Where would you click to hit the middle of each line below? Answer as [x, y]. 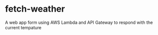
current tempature [23, 27]
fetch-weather [35, 9]
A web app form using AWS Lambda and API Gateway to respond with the [79, 22]
